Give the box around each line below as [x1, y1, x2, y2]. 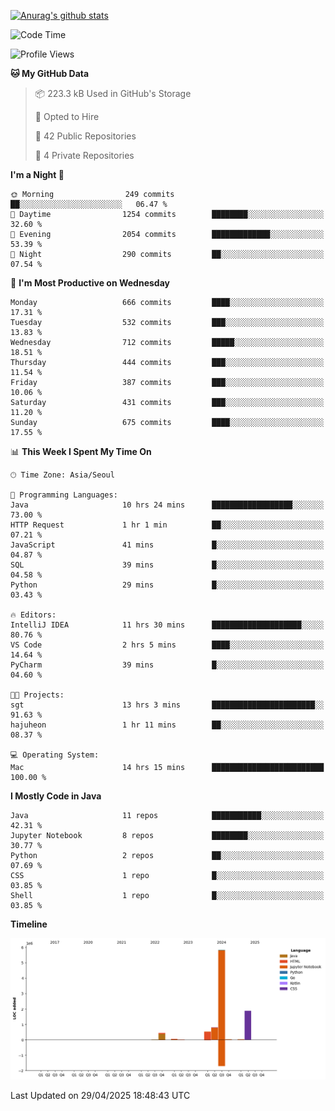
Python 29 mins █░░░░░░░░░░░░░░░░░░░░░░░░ [10, 580, 325, 590]
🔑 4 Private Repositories [34, 150, 135, 161]
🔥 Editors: [10, 610, 57, 620]
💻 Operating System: [10, 750, 100, 760]
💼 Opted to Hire [34, 111, 100, 122]
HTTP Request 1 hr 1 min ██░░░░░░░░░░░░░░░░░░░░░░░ [10, 520, 325, 530]
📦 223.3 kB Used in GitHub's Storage [34, 88, 192, 99]
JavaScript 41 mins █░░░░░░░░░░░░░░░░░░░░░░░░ [10, 540, 325, 550]
